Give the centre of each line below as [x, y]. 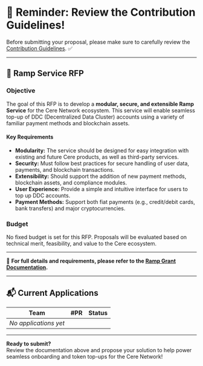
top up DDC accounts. [43, 195]
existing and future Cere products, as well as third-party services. [97, 157]
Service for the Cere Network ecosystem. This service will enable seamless [101, 110]
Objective [21, 91]
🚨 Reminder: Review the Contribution [101, 12]
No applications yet [37, 323]
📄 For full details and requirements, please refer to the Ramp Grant [91, 261]
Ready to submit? [29, 344]
